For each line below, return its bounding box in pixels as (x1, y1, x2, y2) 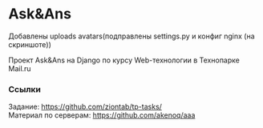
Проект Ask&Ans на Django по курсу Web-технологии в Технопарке (8, 55, 241, 65)
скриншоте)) (8, 39, 52, 49)
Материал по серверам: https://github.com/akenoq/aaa (8, 110, 196, 120)
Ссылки (8, 83, 42, 94)
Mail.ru (8, 63, 31, 73)
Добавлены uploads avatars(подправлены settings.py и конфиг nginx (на (8, 31, 255, 41)
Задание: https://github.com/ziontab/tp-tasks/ (8, 102, 163, 112)
